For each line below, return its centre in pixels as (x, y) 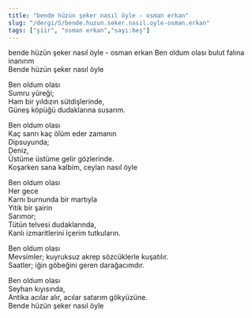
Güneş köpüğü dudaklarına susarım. (67, 110)
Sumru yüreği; (31, 93)
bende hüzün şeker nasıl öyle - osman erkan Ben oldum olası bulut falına (126, 53)
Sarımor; (22, 216)
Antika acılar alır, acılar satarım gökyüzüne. (78, 297)
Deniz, (19, 150)
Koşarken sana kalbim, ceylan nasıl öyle (73, 168)
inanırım (21, 61)
